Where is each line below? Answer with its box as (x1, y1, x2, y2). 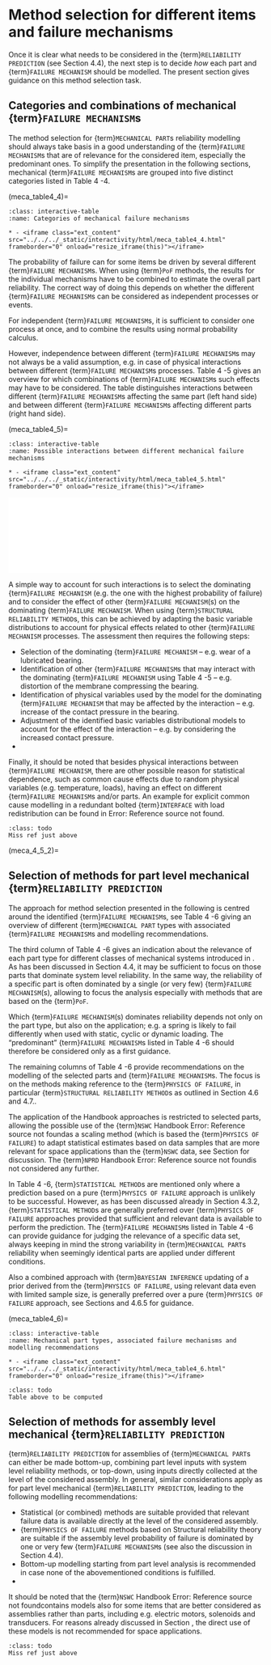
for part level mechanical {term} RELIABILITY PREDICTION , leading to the (8, 1483, 244, 1493)
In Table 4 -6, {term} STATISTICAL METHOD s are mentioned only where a (8, 1179, 240, 1188)
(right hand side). (8, 409, 66, 418)
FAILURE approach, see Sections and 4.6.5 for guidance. (8, 1298, 194, 1307)
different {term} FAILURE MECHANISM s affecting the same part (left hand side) (8, 391, 257, 401)
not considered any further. (8, 1163, 100, 1173)
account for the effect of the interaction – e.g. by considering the (19, 724, 236, 734)
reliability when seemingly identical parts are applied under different (8, 1248, 235, 1257)
